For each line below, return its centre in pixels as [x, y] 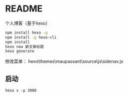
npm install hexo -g [27, 32]
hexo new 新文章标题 [24, 46]
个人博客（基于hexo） [28, 23]
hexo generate [20, 51]
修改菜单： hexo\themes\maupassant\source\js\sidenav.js [64, 61]
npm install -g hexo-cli [31, 37]
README [24, 9]
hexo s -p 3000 [21, 90]
